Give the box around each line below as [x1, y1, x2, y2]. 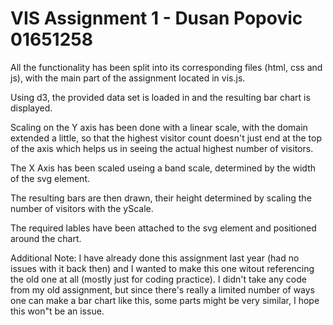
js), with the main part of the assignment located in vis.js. [10, 72, 246, 84]
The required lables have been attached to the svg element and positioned [10, 222, 317, 234]
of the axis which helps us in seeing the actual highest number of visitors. [10, 142, 314, 154]
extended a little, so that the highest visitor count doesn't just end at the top [10, 132, 322, 144]
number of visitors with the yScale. [10, 202, 154, 214]
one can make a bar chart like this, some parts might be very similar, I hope [10, 294, 320, 306]
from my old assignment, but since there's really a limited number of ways [10, 283, 316, 296]
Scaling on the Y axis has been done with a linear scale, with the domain [10, 121, 308, 133]
